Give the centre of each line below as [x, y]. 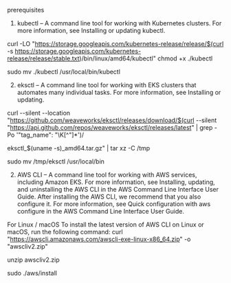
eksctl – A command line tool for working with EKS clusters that [107, 85]
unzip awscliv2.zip [33, 260]
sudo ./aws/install [32, 273]
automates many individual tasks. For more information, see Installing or [119, 92]
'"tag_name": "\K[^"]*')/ [50, 135]
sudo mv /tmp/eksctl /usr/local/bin [56, 161]
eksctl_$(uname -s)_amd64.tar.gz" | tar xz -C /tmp [79, 148]
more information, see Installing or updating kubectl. [91, 31]
